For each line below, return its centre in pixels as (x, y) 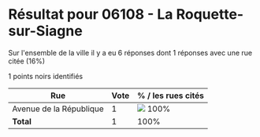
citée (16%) (27, 61)
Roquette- (210, 14)
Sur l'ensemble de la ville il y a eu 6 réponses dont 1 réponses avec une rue (130, 52)
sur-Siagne (45, 31)
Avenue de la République (58, 109)
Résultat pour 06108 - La (91, 14)
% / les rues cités (171, 96)
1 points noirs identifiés (46, 76)
